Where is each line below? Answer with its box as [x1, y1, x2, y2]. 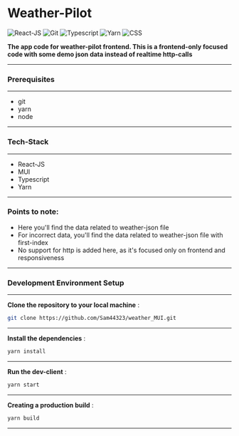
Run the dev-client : [7, 367, 67, 375]
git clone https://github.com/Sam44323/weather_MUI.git [7, 315, 176, 322]
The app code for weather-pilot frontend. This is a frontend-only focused [7, 42, 228, 51]
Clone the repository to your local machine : [7, 301, 140, 309]
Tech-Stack [7, 137, 49, 147]
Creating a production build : [7, 400, 94, 409]
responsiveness [17, 253, 65, 261]
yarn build [7, 415, 40, 422]
